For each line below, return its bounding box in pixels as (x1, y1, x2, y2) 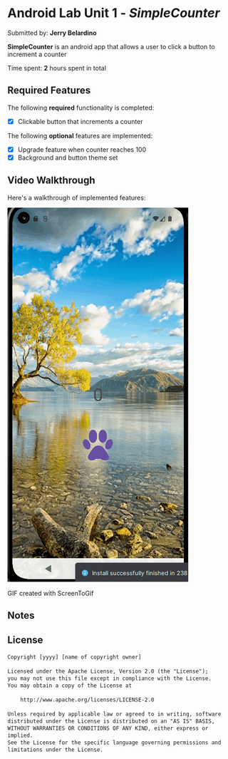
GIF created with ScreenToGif (7, 589, 94, 597)
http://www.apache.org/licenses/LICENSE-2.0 (20, 696, 155, 703)
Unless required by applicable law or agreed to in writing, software (7, 711, 222, 718)
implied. (7, 732, 33, 739)
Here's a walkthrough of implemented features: (7, 193, 146, 202)
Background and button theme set (17, 153, 118, 162)
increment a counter (7, 50, 67, 58)
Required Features (7, 84, 91, 97)
